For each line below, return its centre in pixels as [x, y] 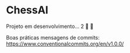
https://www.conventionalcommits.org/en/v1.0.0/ [65, 44]
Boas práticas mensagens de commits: [53, 37]
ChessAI [27, 10]
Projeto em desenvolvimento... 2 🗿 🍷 [50, 26]
